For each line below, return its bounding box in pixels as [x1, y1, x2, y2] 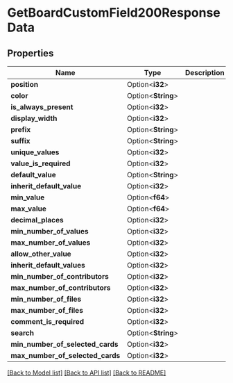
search [10, 328, 35, 338]
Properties [7, 47, 54, 59]
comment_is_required [10, 317, 85, 326]
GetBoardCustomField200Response [7, 5, 221, 21]
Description [184, 68, 225, 77]
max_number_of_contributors [10, 283, 111, 293]
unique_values [10, 147, 60, 157]
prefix [10, 125, 31, 134]
